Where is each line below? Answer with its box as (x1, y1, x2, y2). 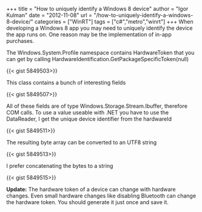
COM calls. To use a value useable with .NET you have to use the (6, 109, 169, 116)
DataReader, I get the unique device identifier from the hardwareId (6, 115, 172, 122)
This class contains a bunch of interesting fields (6, 79, 126, 86)
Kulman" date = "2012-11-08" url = (6, 12, 93, 19)
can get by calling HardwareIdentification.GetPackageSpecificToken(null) (6, 56, 189, 62)
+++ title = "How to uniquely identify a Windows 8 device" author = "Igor (6, 5, 189, 12)
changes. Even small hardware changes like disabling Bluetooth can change (6, 192, 196, 199)
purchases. (6, 38, 35, 44)
